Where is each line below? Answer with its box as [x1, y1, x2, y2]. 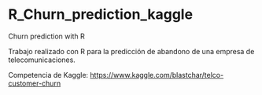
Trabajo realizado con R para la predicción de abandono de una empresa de [8, 46, 255, 56]
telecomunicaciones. [8, 55, 76, 64]
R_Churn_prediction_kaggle [8, 5, 194, 24]
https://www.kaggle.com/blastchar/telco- [90, 70, 224, 79]
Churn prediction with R [8, 31, 85, 41]
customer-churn [8, 79, 61, 88]
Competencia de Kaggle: [8, 70, 89, 79]
